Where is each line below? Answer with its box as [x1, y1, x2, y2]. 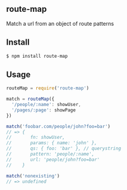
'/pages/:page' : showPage [11, 107, 76, 113]
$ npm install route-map [6, 53, 68, 59]
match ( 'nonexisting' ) [6, 173, 60, 179]
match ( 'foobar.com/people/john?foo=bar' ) [6, 123, 111, 129]
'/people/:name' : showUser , [11, 102, 82, 108]
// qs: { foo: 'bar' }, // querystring [6, 145, 121, 152]
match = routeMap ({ [6, 96, 55, 102]
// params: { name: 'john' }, [6, 140, 97, 146]
